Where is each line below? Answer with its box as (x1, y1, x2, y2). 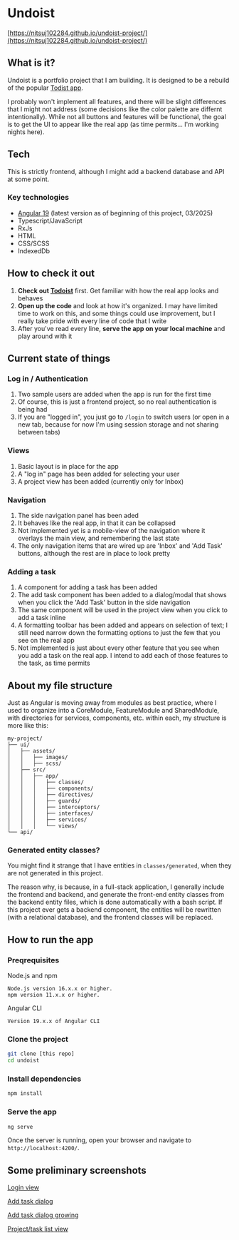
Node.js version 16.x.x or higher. (7, 985, 113, 992)
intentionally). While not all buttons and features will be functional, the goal (7, 112, 226, 121)
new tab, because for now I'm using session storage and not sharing (17, 420, 219, 429)
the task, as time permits (17, 659, 90, 668)
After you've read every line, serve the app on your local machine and (17, 324, 225, 332)
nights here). (7, 127, 45, 136)
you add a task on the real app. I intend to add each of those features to (17, 651, 228, 660)
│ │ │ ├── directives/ (7, 791, 94, 798)
